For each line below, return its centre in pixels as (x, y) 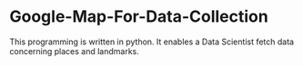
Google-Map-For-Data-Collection (139, 17)
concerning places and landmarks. (74, 51)
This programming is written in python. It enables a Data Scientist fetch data (151, 42)
